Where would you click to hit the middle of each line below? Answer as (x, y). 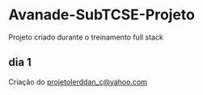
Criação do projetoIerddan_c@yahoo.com (78, 81)
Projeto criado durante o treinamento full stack (86, 37)
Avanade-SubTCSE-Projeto (102, 15)
